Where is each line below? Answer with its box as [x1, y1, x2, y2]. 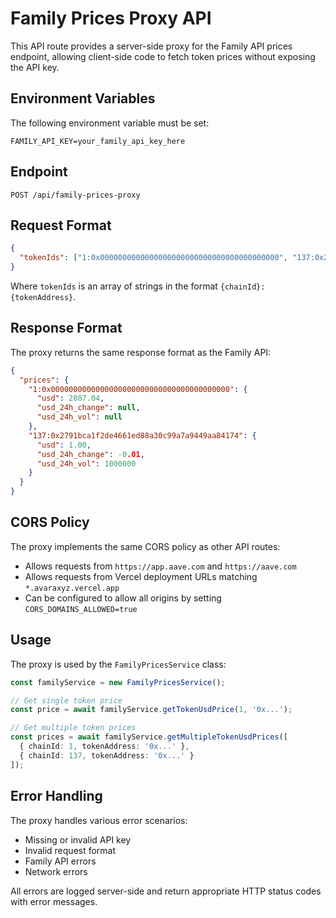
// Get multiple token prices [10, 723, 137, 733]
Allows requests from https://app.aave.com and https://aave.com [24, 560, 297, 572]
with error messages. [10, 895, 98, 907]
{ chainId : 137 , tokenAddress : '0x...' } [19, 750, 195, 761]
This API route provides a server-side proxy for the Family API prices [10, 40, 293, 52]
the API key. [10, 61, 60, 73]
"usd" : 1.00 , [36, 440, 92, 450]
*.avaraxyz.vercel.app [24, 583, 120, 593]
